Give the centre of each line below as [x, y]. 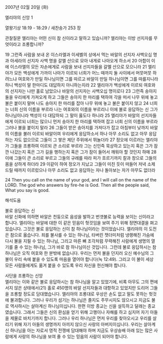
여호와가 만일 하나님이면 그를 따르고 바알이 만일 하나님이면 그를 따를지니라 [88, 79]
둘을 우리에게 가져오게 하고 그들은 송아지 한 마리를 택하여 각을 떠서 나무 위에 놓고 [81, 97]
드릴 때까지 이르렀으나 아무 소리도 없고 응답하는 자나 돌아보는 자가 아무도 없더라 [80, 170]
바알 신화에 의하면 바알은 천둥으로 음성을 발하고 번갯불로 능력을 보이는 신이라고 [80, 217]
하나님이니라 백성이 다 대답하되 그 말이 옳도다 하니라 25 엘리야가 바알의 [72, 115]
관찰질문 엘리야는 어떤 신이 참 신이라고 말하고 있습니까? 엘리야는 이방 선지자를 [79, 38]
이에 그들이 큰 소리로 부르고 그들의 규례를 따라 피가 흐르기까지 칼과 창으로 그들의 [81, 158]
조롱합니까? [33, 44]
